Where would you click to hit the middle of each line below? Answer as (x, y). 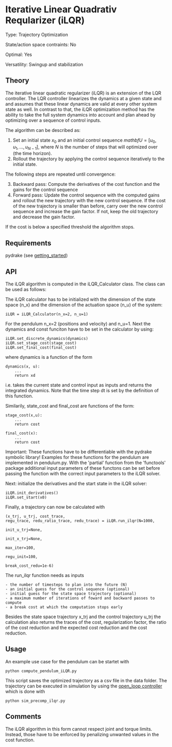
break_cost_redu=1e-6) (30, 566)
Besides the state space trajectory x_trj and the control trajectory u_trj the (83, 617)
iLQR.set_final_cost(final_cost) (41, 348)
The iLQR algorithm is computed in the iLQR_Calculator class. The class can (85, 284)
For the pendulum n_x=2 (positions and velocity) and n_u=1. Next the (78, 323)
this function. (19, 396)
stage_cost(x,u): (24, 415)
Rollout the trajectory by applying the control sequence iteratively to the (89, 159)
